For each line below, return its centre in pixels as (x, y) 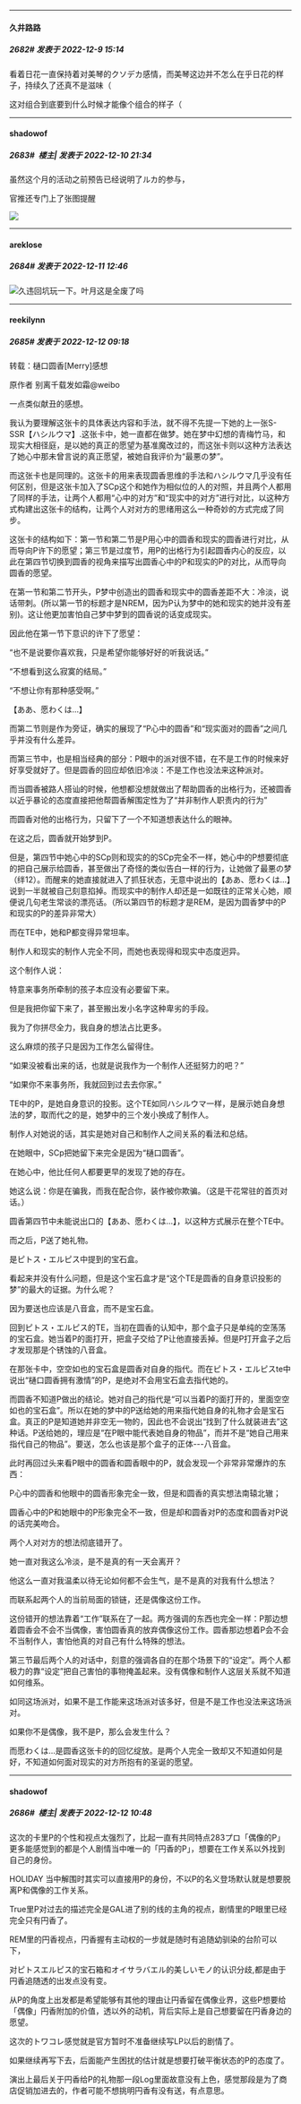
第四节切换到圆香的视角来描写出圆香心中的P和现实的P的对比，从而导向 (155, 562)
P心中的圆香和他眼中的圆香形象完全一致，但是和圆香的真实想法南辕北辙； (145, 1493)
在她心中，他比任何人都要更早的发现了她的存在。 (99, 1172)
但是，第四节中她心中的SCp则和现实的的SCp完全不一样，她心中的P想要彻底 (149, 857)
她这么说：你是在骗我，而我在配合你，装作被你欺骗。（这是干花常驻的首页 (145, 1191)
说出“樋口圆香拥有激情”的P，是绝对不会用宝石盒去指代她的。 (121, 1380)
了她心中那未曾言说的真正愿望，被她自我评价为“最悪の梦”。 (119, 457)
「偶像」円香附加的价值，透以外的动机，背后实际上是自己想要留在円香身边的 (150, 2011)
